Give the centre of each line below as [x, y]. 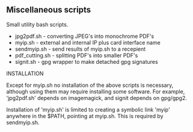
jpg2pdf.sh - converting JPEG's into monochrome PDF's [84, 36]
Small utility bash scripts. [37, 24]
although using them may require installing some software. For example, [96, 91]
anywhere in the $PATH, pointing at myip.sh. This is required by [85, 116]
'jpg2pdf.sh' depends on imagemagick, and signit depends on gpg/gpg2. [97, 98]
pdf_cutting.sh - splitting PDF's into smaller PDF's [76, 55]
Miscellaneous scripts [49, 10]
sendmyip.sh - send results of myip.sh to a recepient [80, 49]
